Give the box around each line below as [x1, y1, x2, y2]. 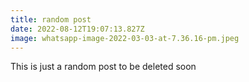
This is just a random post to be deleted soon [10, 61, 197, 73]
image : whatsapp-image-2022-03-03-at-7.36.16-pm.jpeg [10, 33, 240, 43]
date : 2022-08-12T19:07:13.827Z [10, 24, 145, 34]
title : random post [10, 14, 92, 25]
